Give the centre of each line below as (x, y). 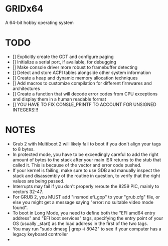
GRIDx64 (24, 9)
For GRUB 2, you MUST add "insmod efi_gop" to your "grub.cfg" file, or (86, 197)
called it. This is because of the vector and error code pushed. (77, 165)
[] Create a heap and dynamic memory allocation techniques (75, 77)
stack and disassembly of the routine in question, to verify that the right (86, 175)
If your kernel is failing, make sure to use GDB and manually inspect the (86, 170)
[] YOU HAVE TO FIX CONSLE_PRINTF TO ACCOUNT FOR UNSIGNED (84, 104)
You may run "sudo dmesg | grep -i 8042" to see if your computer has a (87, 228)
